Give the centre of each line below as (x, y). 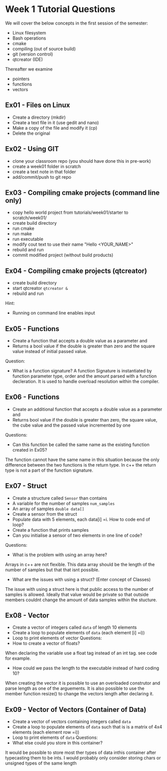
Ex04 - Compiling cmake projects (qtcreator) (76, 271)
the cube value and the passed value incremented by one (71, 425)
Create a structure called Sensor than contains (60, 498)
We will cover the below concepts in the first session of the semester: (77, 23)
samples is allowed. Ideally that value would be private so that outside (77, 594)
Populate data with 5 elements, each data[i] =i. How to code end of (81, 519)
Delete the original (31, 133)
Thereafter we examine (29, 69)
